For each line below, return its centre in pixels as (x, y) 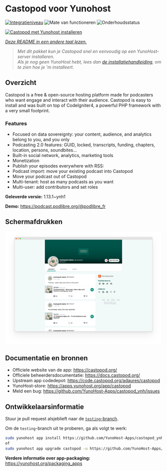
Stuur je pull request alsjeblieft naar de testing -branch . (62, 419)
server (24, 56)
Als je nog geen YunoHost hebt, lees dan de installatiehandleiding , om (89, 62)
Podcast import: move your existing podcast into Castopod (73, 171)
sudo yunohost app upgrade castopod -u (46, 448)
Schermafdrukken (34, 222)
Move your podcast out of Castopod (49, 176)
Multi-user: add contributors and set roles (55, 187)
